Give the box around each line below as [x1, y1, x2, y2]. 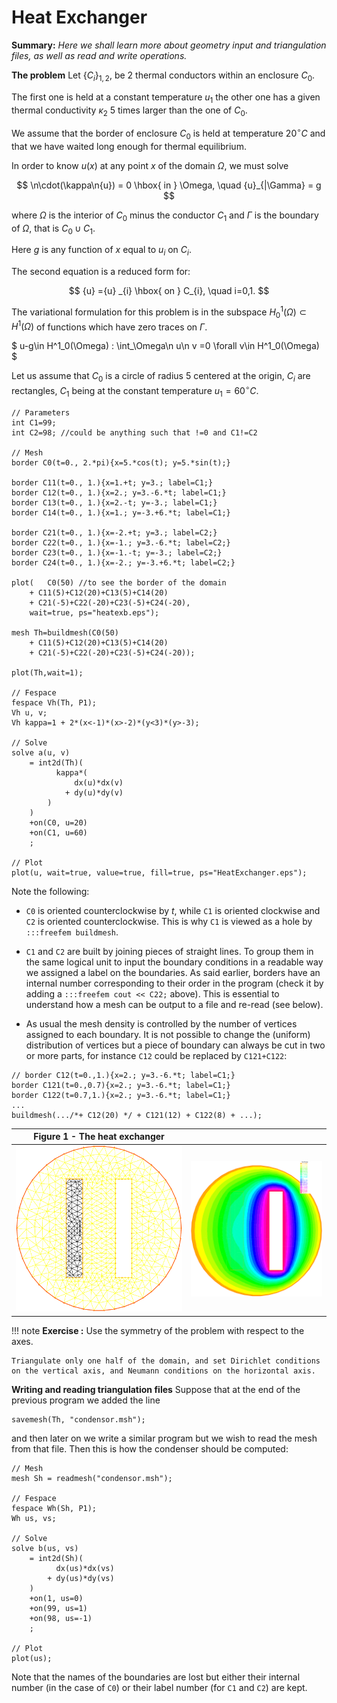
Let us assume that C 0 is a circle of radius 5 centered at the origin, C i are [11, 370, 311, 385]
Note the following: [11, 885, 90, 897]
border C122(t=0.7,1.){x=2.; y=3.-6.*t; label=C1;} [11, 1090, 231, 1100]
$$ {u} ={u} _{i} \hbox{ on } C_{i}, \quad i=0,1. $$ [68, 285, 270, 297]
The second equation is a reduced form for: [11, 266, 191, 278]
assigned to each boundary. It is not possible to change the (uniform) [25, 1028, 311, 1040]
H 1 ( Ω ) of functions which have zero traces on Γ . [11, 319, 208, 333]
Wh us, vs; [11, 1513, 57, 1523]
